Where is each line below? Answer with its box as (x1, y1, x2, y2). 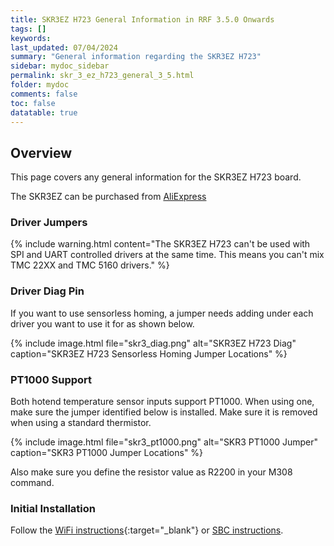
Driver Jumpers (10, 216, 88, 230)
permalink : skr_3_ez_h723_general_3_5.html (10, 71, 195, 81)
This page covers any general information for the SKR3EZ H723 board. (10, 171, 302, 183)
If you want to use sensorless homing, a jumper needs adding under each (10, 307, 314, 319)
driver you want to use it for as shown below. (10, 317, 195, 330)
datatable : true (10, 107, 78, 118)
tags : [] (10, 24, 47, 34)
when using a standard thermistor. (10, 417, 152, 429)
